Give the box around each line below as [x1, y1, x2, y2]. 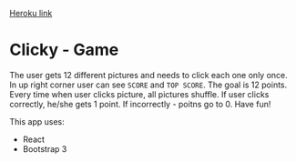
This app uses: [9, 116, 66, 127]
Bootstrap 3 [22, 143, 67, 154]
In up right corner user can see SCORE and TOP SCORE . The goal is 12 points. [9, 79, 288, 90]
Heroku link [9, 8, 53, 18]
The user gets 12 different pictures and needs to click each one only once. [9, 69, 289, 80]
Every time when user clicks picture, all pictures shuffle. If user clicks [9, 88, 270, 99]
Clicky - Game [9, 40, 119, 60]
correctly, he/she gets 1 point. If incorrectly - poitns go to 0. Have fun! [9, 98, 271, 109]
